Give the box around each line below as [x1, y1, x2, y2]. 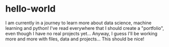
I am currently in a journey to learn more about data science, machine [5, 20, 152, 26]
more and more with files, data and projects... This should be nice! [5, 36, 144, 42]
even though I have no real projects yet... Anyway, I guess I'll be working [5, 30, 158, 36]
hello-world [5, 3, 56, 15]
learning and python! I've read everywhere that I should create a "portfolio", [5, 25, 164, 31]
